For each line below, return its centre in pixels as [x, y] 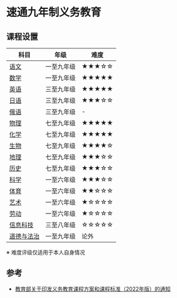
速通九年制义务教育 [54, 12]
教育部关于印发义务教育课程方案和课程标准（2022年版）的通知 [93, 289]
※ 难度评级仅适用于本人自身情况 [46, 252]
